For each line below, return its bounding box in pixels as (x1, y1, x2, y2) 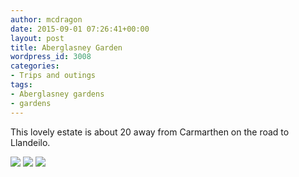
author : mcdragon (10, 14, 83, 25)
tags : (10, 80, 33, 90)
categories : (10, 61, 60, 71)
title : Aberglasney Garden (10, 42, 123, 53)
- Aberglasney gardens (10, 89, 105, 99)
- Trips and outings (10, 71, 97, 81)
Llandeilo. (10, 136, 51, 148)
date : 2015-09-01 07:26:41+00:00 (10, 24, 150, 34)
